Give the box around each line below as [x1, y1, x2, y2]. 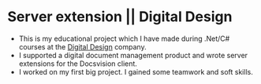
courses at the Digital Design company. [18, 42, 147, 51]
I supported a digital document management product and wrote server [18, 50, 248, 60]
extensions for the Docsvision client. [18, 59, 137, 68]
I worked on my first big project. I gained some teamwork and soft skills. [18, 67, 253, 76]
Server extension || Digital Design [7, 8, 233, 26]
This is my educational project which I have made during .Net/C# [18, 34, 230, 43]
